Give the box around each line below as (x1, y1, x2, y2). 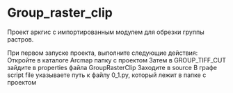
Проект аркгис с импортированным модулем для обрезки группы (7, 28, 204, 36)
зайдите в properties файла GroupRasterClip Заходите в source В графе (7, 63, 218, 71)
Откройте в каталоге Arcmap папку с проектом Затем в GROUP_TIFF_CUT (7, 56, 227, 64)
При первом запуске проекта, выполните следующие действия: (7, 49, 198, 57)
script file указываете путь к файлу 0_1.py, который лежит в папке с (7, 71, 207, 79)
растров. (7, 35, 34, 43)
